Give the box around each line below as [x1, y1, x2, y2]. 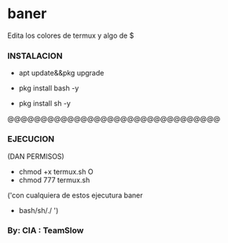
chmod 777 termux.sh [18, 175, 90, 185]
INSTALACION [7, 50, 63, 61]
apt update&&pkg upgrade [18, 68, 105, 78]
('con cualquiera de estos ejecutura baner [7, 190, 143, 200]
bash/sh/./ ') [18, 205, 59, 215]
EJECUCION [7, 134, 55, 145]
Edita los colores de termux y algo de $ [7, 31, 134, 40]
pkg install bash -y [18, 83, 79, 93]
